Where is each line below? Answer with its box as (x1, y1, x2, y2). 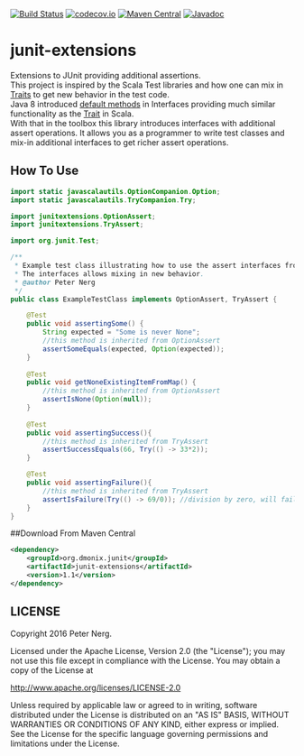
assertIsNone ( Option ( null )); (42, 395, 152, 404)
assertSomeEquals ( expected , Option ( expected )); (42, 344, 225, 354)
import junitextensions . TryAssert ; (10, 220, 144, 229)
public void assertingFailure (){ (26, 478, 152, 487)
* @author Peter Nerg (14, 278, 96, 287)
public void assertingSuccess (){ (26, 429, 152, 438)
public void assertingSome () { (26, 319, 144, 328)
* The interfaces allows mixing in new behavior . (14, 269, 205, 279)
